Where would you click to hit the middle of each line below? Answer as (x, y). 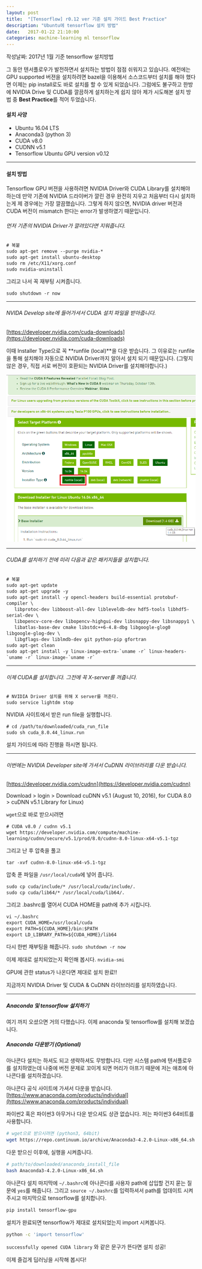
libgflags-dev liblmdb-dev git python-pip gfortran (80, 639)
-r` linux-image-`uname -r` (60, 657)
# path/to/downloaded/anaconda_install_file (63, 1164)
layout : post (23, 13)
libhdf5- (178, 609)
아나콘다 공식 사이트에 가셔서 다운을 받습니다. (59, 1089)
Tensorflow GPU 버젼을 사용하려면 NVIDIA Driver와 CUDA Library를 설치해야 (98, 188)
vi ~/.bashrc (23, 917)
